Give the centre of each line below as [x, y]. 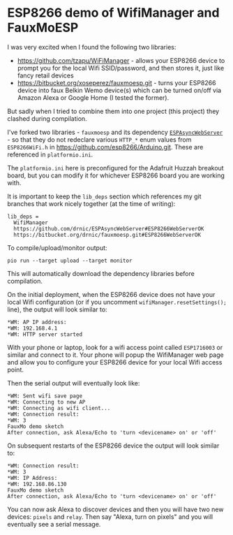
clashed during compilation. [47, 118]
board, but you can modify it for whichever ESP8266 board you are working [116, 175]
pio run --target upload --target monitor [70, 261]
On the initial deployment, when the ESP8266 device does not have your [111, 294]
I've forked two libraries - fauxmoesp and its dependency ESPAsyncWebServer [115, 132]
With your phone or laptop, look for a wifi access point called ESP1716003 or [115, 347]
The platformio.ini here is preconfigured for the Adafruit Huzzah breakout [116, 168]
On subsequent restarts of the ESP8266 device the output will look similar [113, 446]
